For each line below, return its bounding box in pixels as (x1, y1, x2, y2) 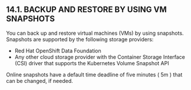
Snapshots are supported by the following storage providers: (6, 35, 154, 43)
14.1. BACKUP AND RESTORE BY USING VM (6, 5, 167, 15)
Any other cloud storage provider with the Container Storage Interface (14, 53, 186, 61)
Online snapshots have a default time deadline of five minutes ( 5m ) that (6, 71, 183, 78)
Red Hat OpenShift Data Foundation (14, 47, 101, 54)
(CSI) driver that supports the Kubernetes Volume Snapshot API (14, 59, 169, 66)
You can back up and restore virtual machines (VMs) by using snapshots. (6, 29, 184, 36)
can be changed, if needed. (6, 77, 74, 84)
